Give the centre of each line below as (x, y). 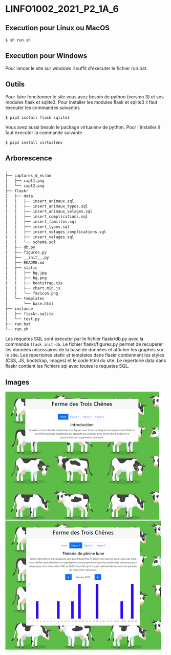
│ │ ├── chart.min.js (33, 288)
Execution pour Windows (46, 56)
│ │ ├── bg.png (26, 278)
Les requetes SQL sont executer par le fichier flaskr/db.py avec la (74, 339)
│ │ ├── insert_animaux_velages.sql (49, 212)
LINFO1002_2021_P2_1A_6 (62, 9)
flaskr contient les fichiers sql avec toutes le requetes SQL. (67, 366)
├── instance (19, 309)
